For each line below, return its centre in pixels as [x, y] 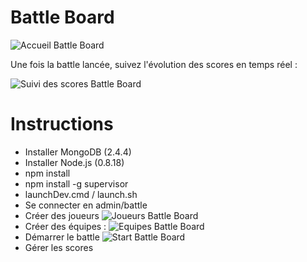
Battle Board [62, 17]
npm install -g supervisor [76, 183]
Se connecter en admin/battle [86, 205]
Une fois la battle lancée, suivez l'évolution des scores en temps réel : [154, 64]
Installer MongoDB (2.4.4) [78, 152]
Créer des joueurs [62, 215]
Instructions [62, 124]
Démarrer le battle [62, 237]
